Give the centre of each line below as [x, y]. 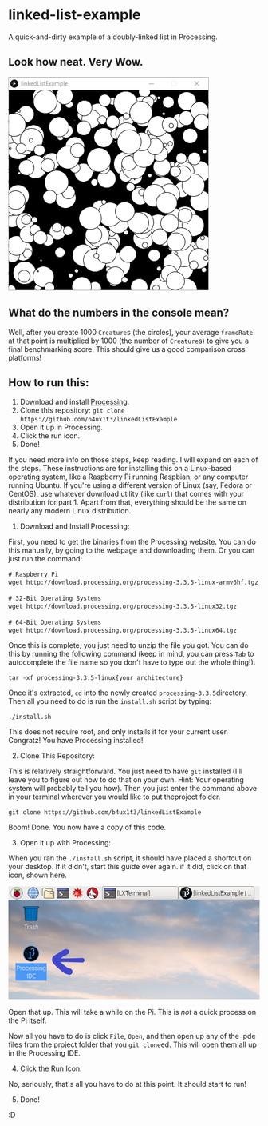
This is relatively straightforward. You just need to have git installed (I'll [126, 771]
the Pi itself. [28, 1020]
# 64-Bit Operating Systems [55, 623]
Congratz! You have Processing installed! [76, 741]
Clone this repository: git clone [72, 410]
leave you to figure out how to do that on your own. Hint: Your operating [126, 780]
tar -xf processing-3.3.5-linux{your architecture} [96, 678]
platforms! [25, 357]
